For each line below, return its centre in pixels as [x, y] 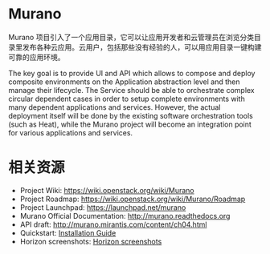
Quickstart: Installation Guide [68, 232]
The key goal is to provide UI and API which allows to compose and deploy [132, 73]
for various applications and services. [71, 132]
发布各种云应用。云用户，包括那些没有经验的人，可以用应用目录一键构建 [142, 47]
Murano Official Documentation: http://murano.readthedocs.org [125, 216]
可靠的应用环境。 [37, 57]
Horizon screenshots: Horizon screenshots [91, 241]
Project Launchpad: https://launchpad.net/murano [103, 207]
